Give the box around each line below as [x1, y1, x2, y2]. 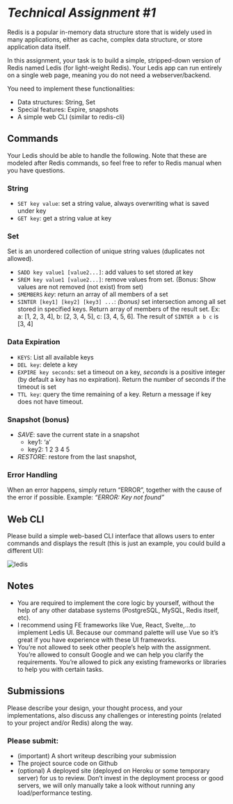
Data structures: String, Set [17, 97, 96, 106]
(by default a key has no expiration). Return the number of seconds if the [17, 375, 226, 383]
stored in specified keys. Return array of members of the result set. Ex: [17, 305, 220, 314]
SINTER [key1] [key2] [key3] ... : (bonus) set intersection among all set [17, 298, 226, 306]
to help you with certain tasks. [17, 665, 104, 673]
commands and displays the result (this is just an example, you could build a [7, 539, 226, 547]
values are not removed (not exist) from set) [17, 283, 144, 291]
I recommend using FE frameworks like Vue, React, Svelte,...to [17, 620, 196, 629]
